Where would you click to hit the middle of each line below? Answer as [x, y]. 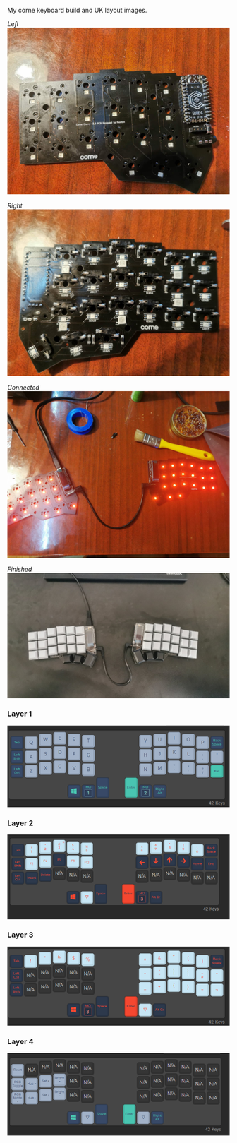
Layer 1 [20, 714]
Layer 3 [20, 935]
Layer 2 [20, 823]
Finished [20, 569]
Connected [24, 387]
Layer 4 [20, 1041]
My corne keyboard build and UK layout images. [77, 10]
